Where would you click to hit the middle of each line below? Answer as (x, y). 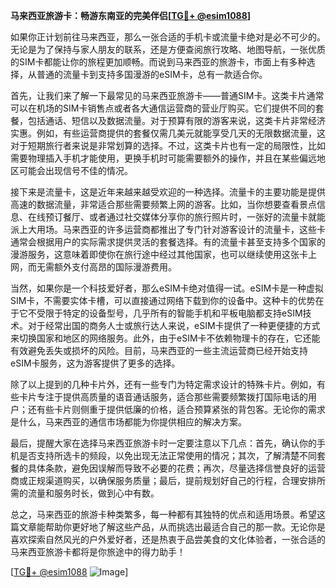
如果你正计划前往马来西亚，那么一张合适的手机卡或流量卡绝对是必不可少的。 (168, 37)
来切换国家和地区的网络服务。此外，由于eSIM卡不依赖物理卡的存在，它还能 (165, 338)
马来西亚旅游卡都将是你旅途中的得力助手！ (98, 552)
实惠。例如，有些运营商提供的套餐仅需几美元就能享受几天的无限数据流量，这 (168, 133)
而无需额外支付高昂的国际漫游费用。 (102, 267)
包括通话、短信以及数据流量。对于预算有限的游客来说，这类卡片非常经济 (176, 120)
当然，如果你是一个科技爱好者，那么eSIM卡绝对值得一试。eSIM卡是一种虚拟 (167, 288)
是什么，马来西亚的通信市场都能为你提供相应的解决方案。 (128, 422)
